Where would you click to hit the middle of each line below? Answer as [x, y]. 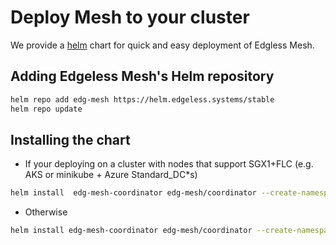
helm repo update [46, 109]
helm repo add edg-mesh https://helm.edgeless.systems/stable [142, 99]
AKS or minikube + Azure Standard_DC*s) [111, 175]
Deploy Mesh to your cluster [130, 17]
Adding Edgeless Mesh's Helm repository [142, 76]
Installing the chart [70, 139]
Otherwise [46, 212]
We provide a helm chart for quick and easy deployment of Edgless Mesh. [162, 45]
